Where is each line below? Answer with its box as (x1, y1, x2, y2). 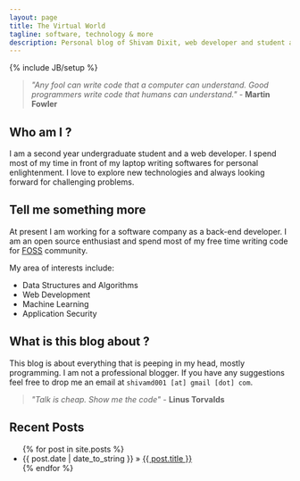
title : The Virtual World (9, 21, 105, 30)
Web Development (21, 289, 91, 300)
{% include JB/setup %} (9, 62, 98, 73)
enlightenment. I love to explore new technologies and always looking (9, 167, 265, 178)
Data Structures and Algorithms (21, 279, 138, 290)
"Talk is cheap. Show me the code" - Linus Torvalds (30, 394, 225, 404)
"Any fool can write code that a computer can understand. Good (30, 79, 270, 90)
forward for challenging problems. (9, 177, 135, 187)
